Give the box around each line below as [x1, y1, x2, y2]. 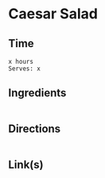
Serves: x [8, 65, 41, 73]
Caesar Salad [8, 5, 98, 23]
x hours [8, 57, 34, 65]
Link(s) [8, 158, 44, 172]
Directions [8, 122, 61, 136]
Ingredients [8, 86, 67, 100]
